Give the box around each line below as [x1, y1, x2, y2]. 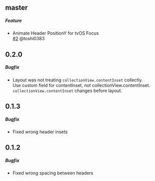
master [5, 4, 28, 12]
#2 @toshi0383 [12, 36, 45, 42]
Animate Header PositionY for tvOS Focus [12, 30, 99, 36]
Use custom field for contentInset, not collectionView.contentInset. [12, 82, 150, 88]
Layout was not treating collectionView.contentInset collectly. [12, 77, 143, 83]
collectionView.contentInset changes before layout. [12, 87, 122, 94]
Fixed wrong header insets [12, 129, 68, 135]
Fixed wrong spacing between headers [12, 170, 94, 176]
